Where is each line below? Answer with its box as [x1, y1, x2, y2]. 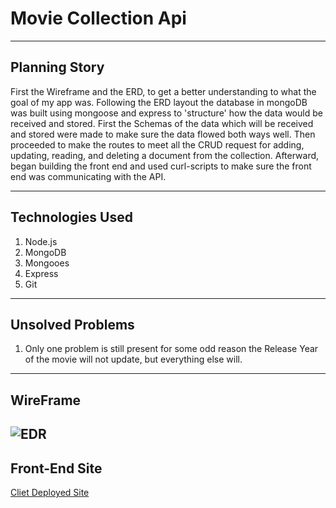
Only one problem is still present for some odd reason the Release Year [24, 343, 319, 355]
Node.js [24, 235, 58, 247]
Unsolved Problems [10, 316, 135, 333]
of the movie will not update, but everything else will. [24, 353, 243, 366]
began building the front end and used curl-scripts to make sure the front [10, 160, 312, 172]
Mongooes [24, 257, 70, 269]
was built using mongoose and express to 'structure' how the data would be [10, 107, 323, 119]
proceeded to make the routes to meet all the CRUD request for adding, [10, 138, 305, 151]
